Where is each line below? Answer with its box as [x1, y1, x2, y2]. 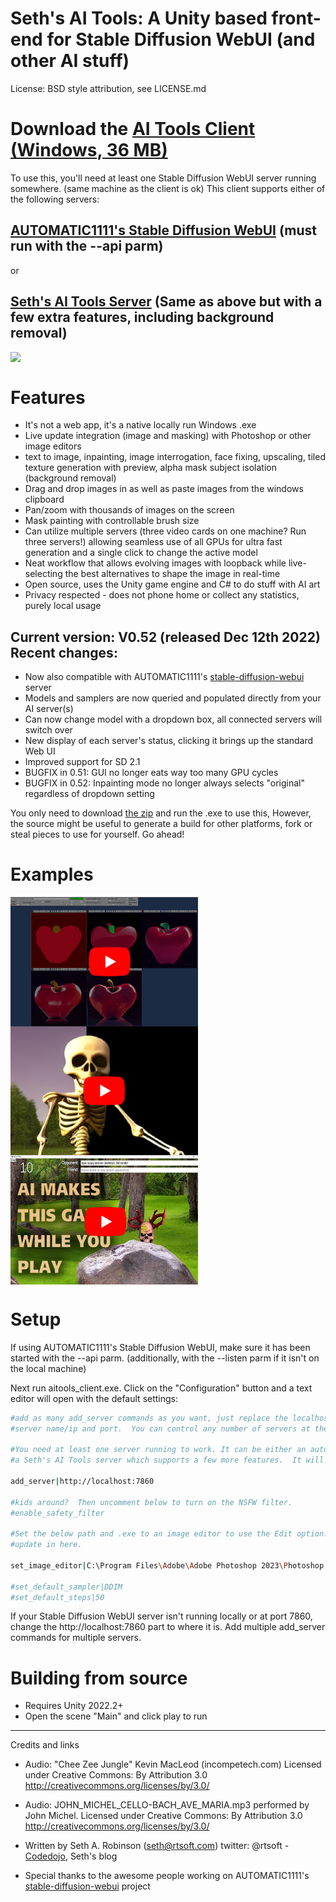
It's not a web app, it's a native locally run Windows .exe [24, 419, 257, 431]
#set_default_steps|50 [10, 1592, 105, 1602]
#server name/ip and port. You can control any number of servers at [10, 1423, 311, 1434]
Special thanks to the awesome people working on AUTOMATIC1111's [24, 1870, 310, 1882]
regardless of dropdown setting [24, 788, 155, 800]
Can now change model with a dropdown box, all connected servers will [24, 713, 323, 726]
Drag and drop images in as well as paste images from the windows [24, 483, 304, 495]
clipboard [24, 493, 65, 506]
